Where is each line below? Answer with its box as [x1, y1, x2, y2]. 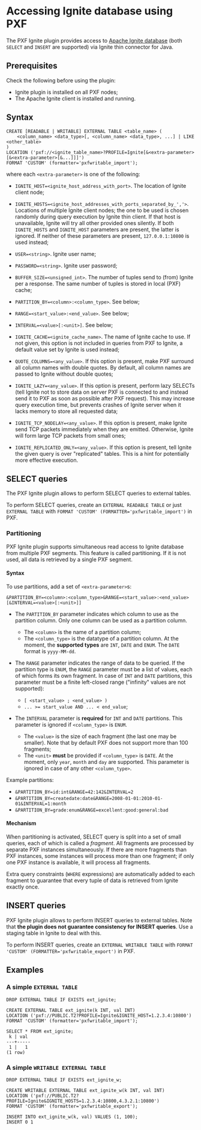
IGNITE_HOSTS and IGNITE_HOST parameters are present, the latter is [14, 226, 179, 233]
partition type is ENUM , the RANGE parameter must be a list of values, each [14, 665, 193, 672]
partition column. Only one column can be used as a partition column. [14, 616, 187, 624]
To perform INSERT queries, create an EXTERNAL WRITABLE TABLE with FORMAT [6, 941, 193, 948]
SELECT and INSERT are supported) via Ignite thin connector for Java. [6, 43, 174, 51]
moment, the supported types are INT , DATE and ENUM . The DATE [23, 641, 180, 648]
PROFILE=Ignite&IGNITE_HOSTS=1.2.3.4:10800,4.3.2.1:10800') [6, 1097, 160, 1104]
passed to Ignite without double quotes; [14, 370, 113, 377]
